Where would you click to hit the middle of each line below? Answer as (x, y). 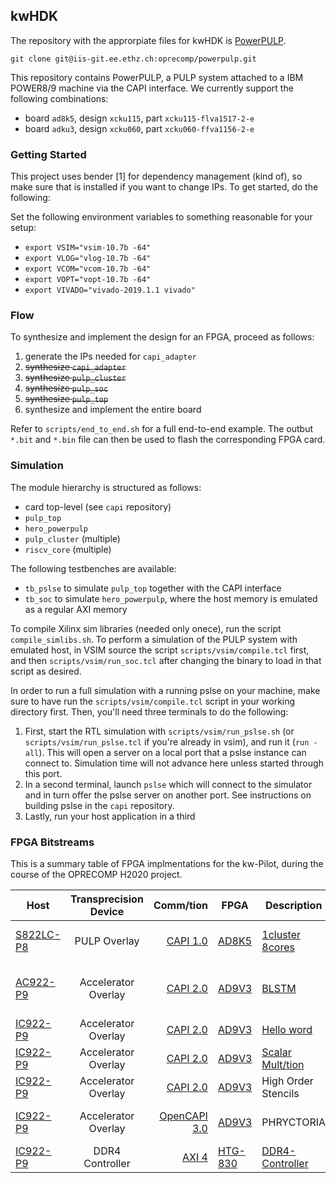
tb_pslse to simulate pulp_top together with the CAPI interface (153, 588)
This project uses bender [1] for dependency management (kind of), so (156, 176)
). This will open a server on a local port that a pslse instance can (172, 752)
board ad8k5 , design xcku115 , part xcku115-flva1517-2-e (139, 118)
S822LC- (38, 934)
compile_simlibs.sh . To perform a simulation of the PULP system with (154, 639)
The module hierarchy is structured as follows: (106, 487)
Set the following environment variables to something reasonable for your (161, 217)
